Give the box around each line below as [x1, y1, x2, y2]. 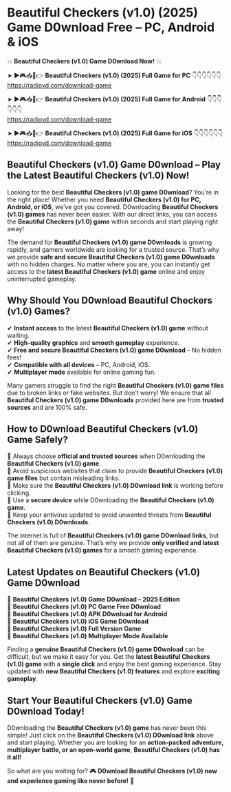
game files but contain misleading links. [7, 474, 120, 482]
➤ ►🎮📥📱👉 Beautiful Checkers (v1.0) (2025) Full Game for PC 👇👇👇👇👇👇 [7, 71, 221, 79]
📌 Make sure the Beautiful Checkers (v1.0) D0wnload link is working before [7, 482, 223, 490]
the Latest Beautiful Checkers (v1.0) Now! [7, 170, 190, 181]
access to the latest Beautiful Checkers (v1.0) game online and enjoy [7, 267, 205, 275]
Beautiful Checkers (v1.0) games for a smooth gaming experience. [7, 546, 198, 555]
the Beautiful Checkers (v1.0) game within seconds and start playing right [7, 217, 219, 226]
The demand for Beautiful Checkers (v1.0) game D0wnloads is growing [7, 238, 212, 246]
